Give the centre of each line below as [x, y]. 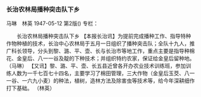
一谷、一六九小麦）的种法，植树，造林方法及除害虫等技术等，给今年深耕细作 [100, 81]
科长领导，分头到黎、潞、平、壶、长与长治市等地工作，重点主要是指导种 [100, 51]
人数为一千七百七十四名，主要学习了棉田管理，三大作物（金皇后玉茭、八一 [103, 73]
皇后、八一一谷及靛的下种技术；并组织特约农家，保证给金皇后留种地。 [108, 58]
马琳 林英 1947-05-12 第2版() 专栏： [52, 24]
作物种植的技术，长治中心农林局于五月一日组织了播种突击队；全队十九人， [98, 43]
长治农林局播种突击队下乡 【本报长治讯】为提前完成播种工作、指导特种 [104, 36]
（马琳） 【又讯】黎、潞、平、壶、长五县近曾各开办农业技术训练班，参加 [96, 66]
